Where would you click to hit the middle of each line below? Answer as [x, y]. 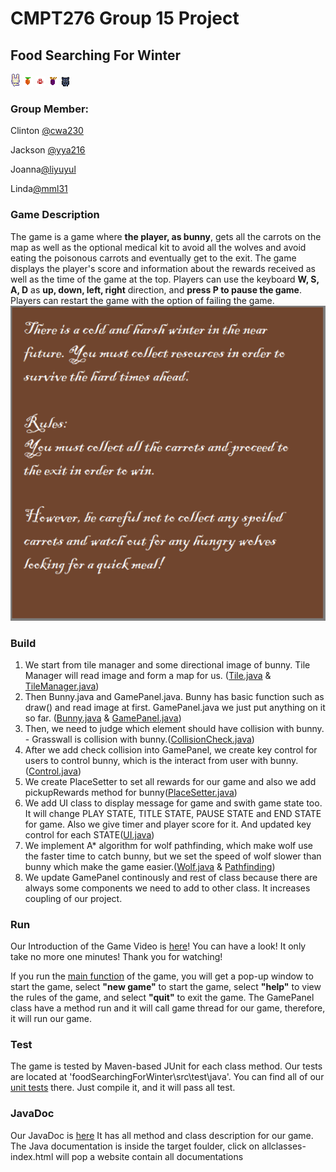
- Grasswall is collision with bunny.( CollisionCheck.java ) [139, 739]
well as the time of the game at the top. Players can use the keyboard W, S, [165, 279]
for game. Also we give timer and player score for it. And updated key [168, 824]
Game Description [55, 215]
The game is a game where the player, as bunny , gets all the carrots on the [166, 236]
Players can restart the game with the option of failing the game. [142, 300]
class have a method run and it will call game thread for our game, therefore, [168, 1008]
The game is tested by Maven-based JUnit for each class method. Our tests [166, 1066]
